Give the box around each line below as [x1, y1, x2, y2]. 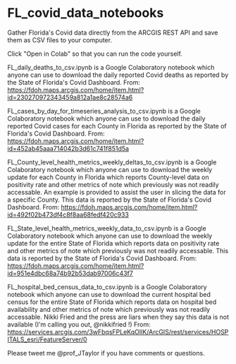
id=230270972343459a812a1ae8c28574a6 [7, 93, 133, 102]
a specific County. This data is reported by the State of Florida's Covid [7, 195, 212, 204]
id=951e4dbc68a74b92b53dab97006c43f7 [7, 269, 134, 277]
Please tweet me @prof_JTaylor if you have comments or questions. [7, 348, 206, 357]
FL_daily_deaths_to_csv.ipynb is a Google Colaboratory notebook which [7, 63, 215, 71]
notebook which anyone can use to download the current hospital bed [7, 290, 211, 298]
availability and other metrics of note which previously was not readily [7, 305, 211, 313]
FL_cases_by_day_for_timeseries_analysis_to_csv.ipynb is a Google [7, 107, 201, 115]
